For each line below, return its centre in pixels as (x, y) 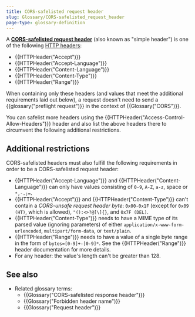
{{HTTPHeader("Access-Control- (145, 117)
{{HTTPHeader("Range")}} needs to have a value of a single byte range (101, 237)
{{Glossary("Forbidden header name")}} (72, 301)
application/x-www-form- (154, 225)
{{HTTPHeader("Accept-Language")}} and (66, 181)
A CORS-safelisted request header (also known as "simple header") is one (97, 40)
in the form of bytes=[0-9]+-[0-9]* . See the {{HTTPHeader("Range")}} (100, 243)
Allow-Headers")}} (29, 124)
